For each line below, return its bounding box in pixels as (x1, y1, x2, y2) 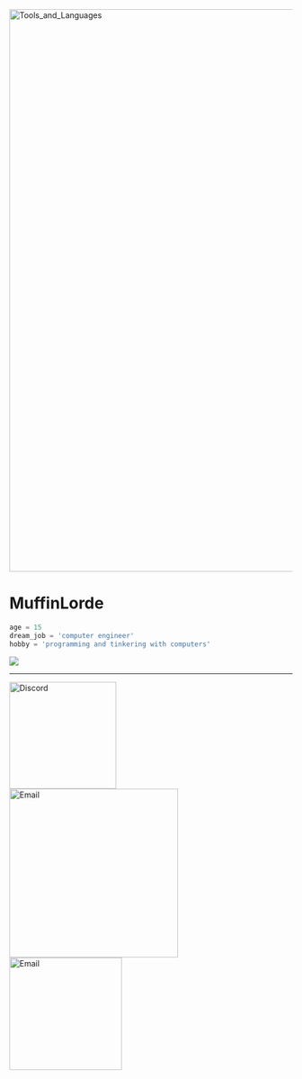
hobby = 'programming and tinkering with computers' (9, 639, 211, 649)
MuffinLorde (9, 593, 104, 614)
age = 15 (9, 623, 42, 632)
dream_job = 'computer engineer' (9, 631, 135, 640)
